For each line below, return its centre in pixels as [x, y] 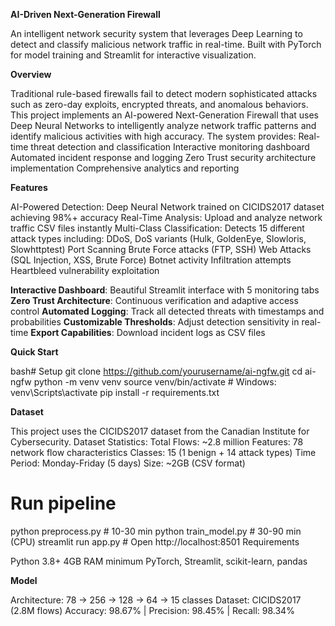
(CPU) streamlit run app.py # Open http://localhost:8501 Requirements [155, 541]
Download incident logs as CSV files [191, 332]
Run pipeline [63, 503]
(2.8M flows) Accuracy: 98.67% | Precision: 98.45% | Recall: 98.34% [152, 610]
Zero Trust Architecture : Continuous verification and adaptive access [154, 300]
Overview [31, 74]
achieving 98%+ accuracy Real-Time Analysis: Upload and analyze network [166, 217]
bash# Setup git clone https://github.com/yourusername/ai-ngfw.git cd [156, 371]
